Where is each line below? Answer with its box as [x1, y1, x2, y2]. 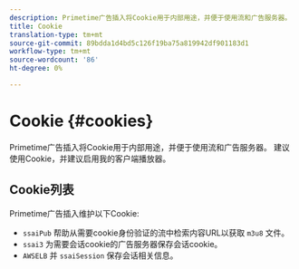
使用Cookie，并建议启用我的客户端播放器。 [9, 153, 171, 164]
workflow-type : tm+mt [9, 47, 92, 56]
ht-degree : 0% [9, 64, 63, 73]
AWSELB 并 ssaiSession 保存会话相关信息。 [22, 250, 178, 261]
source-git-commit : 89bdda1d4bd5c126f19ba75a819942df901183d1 [9, 38, 249, 48]
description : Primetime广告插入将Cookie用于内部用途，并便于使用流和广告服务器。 [9, 13, 292, 23]
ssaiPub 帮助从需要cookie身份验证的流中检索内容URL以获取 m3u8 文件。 [22, 227, 290, 238]
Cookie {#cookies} [9, 110, 154, 131]
